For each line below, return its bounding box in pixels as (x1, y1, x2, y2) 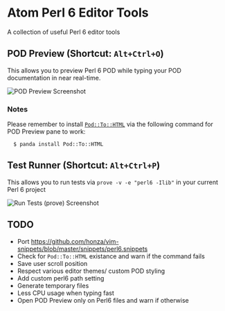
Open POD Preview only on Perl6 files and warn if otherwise (17, 296, 189, 304)
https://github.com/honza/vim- (30, 237, 119, 245)
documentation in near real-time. (7, 73, 101, 82)
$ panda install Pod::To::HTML (13, 141, 104, 148)
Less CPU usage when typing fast (17, 289, 114, 297)
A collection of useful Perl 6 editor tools (7, 28, 120, 36)
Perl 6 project (7, 185, 46, 193)
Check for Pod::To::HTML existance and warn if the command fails (17, 251, 206, 260)
